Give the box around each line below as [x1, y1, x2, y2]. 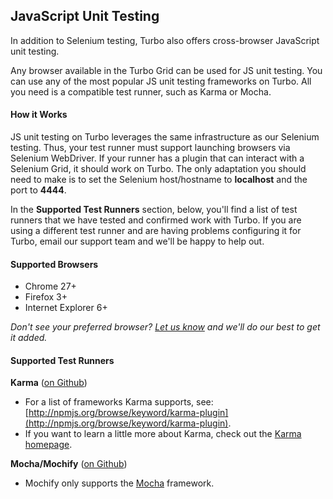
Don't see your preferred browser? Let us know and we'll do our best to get [10, 321, 321, 333]
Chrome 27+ [24, 280, 77, 293]
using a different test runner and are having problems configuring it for [10, 225, 302, 237]
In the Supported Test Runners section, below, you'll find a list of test [10, 204, 298, 216]
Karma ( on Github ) [10, 377, 88, 389]
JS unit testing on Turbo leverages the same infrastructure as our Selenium [10, 131, 320, 143]
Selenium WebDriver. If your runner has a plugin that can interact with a [10, 152, 305, 164]
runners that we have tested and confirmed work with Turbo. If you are [10, 214, 302, 226]
